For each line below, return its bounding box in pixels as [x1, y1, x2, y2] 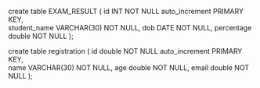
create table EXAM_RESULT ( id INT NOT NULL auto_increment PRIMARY [8, 7, 244, 16]
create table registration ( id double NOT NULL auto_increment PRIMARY [8, 47, 243, 55]
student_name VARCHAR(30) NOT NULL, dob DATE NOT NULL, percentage [8, 23, 252, 32]
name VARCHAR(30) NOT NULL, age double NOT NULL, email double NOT [8, 63, 249, 72]
